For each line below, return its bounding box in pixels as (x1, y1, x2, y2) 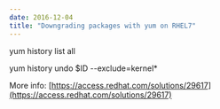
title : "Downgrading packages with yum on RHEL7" (9, 21, 197, 30)
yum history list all (9, 45, 75, 56)
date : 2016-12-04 (9, 12, 74, 22)
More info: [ (9, 80, 52, 90)
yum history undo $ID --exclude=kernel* (9, 63, 158, 74)
